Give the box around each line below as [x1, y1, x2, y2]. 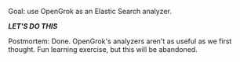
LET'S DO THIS [8, 22, 58, 30]
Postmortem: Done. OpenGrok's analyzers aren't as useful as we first [8, 36, 232, 46]
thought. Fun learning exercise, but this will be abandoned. [8, 45, 198, 53]
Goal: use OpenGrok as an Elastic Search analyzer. [8, 7, 173, 15]
